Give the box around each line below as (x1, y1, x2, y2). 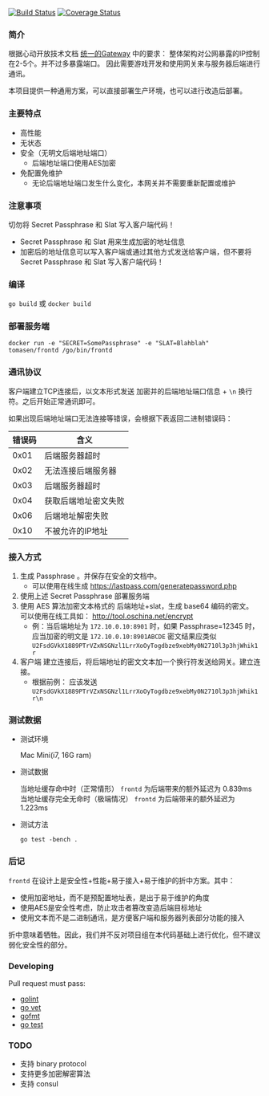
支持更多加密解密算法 (19, 1069, 90, 1079)
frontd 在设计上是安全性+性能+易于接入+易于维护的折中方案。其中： (8, 875, 235, 885)
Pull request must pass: (8, 978, 86, 988)
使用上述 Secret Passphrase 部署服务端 (19, 591, 150, 601)
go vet (19, 1002, 42, 1012)
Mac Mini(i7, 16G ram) (19, 751, 92, 760)
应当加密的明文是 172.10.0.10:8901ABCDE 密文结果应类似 (31, 631, 217, 642)
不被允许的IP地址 (44, 525, 108, 536)
